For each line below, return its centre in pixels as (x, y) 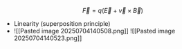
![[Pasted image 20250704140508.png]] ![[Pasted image (94, 31)
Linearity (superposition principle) (62, 23)
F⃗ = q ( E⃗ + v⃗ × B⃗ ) (113, 11)
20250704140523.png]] (48, 38)
